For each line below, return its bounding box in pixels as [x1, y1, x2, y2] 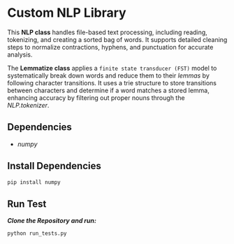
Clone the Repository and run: [7, 217, 96, 225]
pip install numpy [7, 178, 61, 186]
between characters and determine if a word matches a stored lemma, [7, 86, 210, 94]
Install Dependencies [7, 160, 101, 172]
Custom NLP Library [7, 5, 127, 21]
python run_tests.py [7, 230, 68, 237]
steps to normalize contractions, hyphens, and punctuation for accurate [7, 43, 214, 51]
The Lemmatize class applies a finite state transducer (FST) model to [7, 64, 217, 72]
